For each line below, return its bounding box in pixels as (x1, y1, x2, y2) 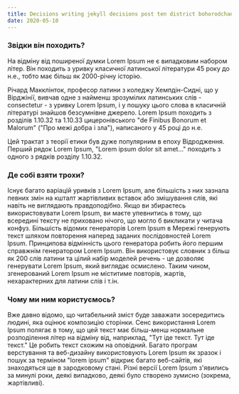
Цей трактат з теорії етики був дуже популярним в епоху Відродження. (7, 137, 225, 146)
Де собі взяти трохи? (7, 170, 85, 180)
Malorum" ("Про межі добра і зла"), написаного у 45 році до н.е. (7, 123, 203, 132)
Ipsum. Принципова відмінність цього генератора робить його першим (7, 239, 223, 247)
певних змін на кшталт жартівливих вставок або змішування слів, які (7, 193, 218, 203)
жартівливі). (7, 378, 45, 388)
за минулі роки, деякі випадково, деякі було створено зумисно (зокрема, (7, 371, 231, 380)
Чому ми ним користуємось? (7, 294, 116, 304)
